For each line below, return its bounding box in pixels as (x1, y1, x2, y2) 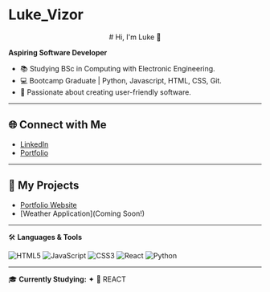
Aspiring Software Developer (8, 47, 108, 57)
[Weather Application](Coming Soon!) (19, 209, 145, 218)
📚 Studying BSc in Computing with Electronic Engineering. (19, 63, 215, 73)
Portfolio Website (19, 200, 78, 209)
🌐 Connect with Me (8, 118, 107, 132)
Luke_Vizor (8, 6, 84, 24)
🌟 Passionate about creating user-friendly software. (19, 87, 191, 97)
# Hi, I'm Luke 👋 (108, 32, 162, 42)
